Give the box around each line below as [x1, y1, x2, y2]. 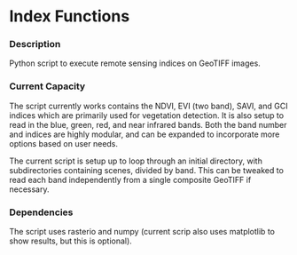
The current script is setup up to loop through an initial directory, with [9, 155, 263, 166]
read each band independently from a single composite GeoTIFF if [9, 174, 252, 185]
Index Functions [9, 6, 130, 27]
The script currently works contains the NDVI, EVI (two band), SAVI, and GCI [9, 100, 288, 111]
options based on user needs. [9, 138, 118, 148]
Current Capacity [9, 80, 86, 92]
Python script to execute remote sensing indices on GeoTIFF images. [9, 58, 262, 68]
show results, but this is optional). [9, 235, 133, 246]
